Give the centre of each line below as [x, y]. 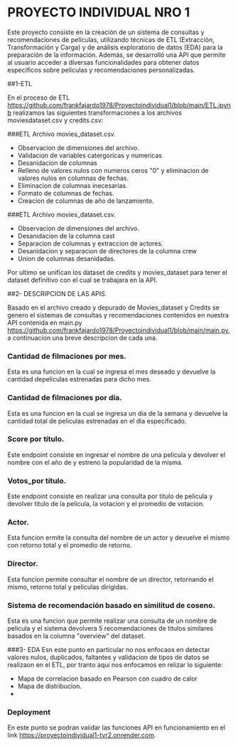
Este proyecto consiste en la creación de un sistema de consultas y [106, 32]
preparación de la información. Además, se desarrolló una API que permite [117, 55]
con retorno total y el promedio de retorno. [70, 545]
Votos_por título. [37, 480]
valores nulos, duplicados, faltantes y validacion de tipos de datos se [108, 657]
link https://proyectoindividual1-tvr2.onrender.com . [82, 735]
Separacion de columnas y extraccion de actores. [90, 243]
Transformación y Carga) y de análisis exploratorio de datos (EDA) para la [115, 47]
